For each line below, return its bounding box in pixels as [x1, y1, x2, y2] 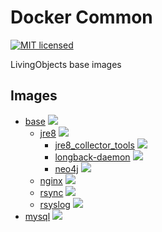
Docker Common [10, 6, 153, 29]
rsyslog [39, 198, 71, 210]
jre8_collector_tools [54, 139, 135, 151]
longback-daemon [54, 151, 131, 163]
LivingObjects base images [10, 58, 122, 70]
